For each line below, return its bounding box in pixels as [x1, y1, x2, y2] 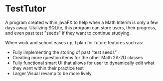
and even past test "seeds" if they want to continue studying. [5, 30, 131, 36]
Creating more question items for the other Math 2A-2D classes [12, 54, 143, 60]
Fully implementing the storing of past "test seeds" [12, 49, 117, 55]
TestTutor [5, 3, 46, 14]
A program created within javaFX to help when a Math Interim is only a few [5, 19, 159, 25]
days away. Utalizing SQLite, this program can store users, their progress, [5, 24, 157, 30]
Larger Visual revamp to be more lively [12, 70, 92, 76]
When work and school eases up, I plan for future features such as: [5, 39, 144, 45]
